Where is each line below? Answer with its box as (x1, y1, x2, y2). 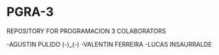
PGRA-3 (6, 4, 54, 20)
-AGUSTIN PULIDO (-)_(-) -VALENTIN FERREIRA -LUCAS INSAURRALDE (6, 40, 212, 48)
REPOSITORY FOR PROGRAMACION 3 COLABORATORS (6, 27, 166, 35)
